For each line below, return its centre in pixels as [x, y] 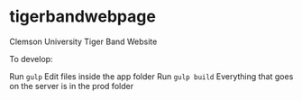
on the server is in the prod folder [71, 86]
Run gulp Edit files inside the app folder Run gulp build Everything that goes [151, 76]
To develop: [31, 59]
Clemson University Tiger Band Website [83, 41]
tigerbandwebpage [82, 17]
